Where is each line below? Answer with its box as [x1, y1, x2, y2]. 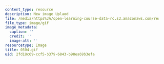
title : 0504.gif [5, 47, 38, 52]
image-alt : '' [9, 38, 38, 43]
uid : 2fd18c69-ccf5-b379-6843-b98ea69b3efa [5, 51, 95, 57]
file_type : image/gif [5, 20, 49, 26]
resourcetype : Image [5, 43, 47, 48]
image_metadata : [5, 25, 38, 30]
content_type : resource [5, 7, 54, 12]
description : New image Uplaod [5, 12, 69, 16]
